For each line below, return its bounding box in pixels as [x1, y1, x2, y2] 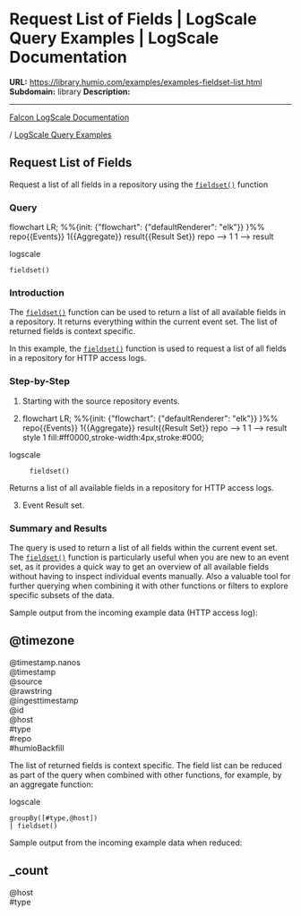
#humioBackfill [9, 742, 64, 753]
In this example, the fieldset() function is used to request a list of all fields [9, 343, 287, 354]
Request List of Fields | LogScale [9, 9, 257, 30]
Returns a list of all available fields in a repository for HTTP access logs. [9, 482, 275, 492]
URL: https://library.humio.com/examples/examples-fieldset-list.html [9, 76, 262, 87]
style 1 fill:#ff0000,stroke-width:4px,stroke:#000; [21, 432, 204, 442]
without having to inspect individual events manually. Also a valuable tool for [9, 570, 291, 581]
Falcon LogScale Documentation [9, 112, 130, 123]
